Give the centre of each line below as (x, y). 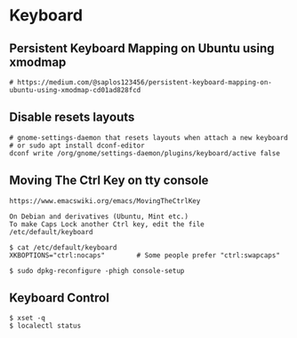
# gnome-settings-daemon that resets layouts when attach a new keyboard (149, 138)
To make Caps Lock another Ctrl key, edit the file (107, 224)
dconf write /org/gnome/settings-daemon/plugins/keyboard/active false (144, 153)
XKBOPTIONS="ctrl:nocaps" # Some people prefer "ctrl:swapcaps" (144, 255)
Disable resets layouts (72, 118)
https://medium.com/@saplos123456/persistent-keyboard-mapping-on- (145, 83)
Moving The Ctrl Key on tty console (109, 181)
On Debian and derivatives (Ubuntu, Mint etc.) (99, 216)
